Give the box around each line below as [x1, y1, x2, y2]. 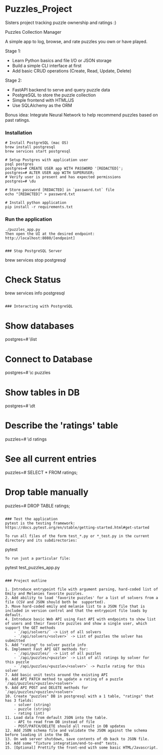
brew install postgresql [5, 145, 56, 150]
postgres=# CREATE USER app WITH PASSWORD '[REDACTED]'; [5, 166, 123, 171]
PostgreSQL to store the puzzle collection [12, 92, 96, 98]
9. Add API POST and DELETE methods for [5, 686, 89, 690]
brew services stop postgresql [5, 257, 66, 263]
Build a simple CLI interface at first [12, 63, 82, 68]
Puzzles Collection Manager [5, 29, 62, 35]
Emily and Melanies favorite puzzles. [5, 591, 84, 596]
